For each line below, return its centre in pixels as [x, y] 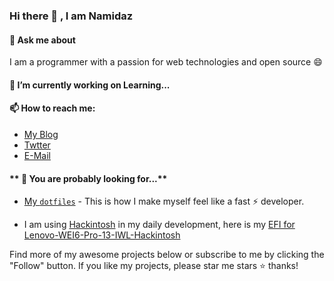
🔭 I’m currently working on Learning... [90, 85]
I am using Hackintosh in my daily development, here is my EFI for [159, 225]
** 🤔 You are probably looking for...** [88, 178]
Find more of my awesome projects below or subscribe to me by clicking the [167, 255]
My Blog [41, 134]
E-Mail [37, 155]
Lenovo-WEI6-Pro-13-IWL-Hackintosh [102, 235]
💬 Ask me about [42, 40]
